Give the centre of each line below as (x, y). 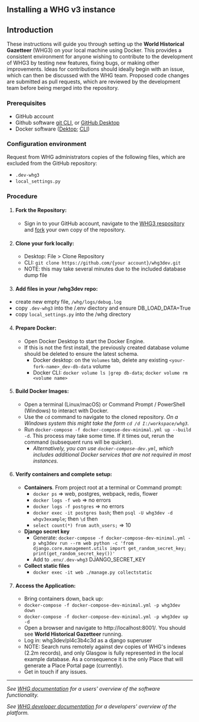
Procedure (22, 196)
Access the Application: (45, 586)
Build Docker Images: (42, 391)
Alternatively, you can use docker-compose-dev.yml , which (103, 448)
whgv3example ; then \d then (65, 519)
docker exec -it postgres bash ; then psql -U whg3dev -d (103, 512)
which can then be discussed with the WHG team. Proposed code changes (98, 76)
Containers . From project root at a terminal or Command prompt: (103, 487)
